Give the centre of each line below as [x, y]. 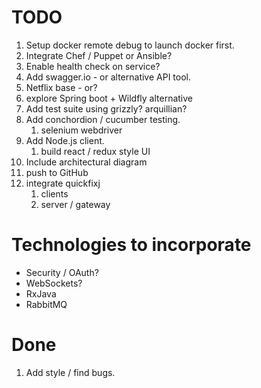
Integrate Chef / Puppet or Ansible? [99, 55]
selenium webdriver [81, 130]
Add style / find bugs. [70, 372]
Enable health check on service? [93, 66]
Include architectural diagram [86, 162]
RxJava [41, 293]
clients [54, 193]
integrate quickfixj [63, 183]
